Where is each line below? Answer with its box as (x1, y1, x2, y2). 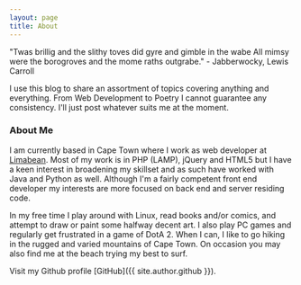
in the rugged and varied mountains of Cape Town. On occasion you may (9, 238, 281, 249)
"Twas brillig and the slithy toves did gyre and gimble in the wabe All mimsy (9, 46, 290, 57)
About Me (9, 124, 54, 137)
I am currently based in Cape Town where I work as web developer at (9, 145, 268, 156)
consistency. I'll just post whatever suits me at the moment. (9, 102, 230, 112)
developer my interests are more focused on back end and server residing (9, 183, 285, 193)
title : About (9, 22, 59, 31)
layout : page (9, 13, 59, 22)
